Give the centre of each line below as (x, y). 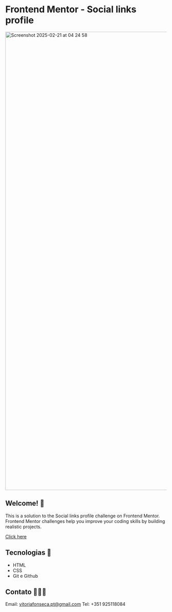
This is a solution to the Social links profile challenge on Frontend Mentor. (83, 516)
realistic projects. (24, 527)
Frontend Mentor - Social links (71, 9)
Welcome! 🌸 (25, 503)
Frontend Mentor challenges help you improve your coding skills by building (85, 521)
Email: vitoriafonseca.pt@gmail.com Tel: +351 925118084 (66, 604)
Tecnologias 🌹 (28, 553)
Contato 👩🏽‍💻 (26, 592)
